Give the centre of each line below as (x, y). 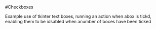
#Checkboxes (19, 7)
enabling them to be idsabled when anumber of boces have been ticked (78, 22)
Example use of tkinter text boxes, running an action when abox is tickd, (78, 16)
